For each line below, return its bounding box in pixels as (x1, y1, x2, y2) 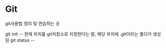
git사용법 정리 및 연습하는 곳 (5, 20, 60, 26)
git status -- (10, 37, 35, 43)
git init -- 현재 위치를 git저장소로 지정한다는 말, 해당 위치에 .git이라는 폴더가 (5, 31, 152, 37)
